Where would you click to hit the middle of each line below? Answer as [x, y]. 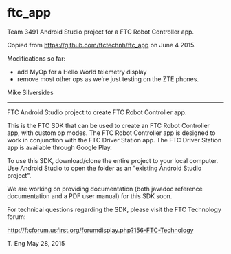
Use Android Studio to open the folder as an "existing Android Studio [104, 168]
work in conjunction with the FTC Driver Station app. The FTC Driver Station [114, 140]
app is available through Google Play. [59, 147]
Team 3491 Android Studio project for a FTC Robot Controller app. [101, 32]
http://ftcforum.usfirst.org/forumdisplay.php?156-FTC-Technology [100, 230]
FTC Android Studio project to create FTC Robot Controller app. [97, 112]
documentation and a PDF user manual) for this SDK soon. [90, 196]
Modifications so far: [36, 58]
